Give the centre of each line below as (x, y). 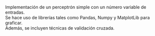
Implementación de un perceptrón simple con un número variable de (76, 7)
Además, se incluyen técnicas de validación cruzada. (60, 28)
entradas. (15, 12)
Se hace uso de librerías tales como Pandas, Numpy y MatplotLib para (77, 18)
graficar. (14, 23)
